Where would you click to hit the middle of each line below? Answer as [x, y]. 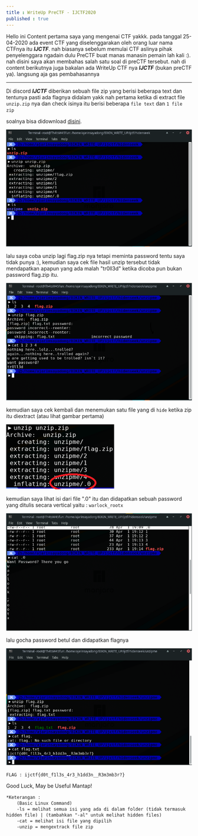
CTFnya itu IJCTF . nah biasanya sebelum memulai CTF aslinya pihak [89, 49]
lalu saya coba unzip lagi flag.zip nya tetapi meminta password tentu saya [95, 256]
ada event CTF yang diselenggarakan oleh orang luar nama [101, 43]
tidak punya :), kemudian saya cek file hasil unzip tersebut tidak [83, 262]
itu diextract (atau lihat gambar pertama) [55, 416]
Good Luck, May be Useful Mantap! [49, 786]
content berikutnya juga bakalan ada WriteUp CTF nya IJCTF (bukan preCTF [99, 67]
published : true [27, 19]
